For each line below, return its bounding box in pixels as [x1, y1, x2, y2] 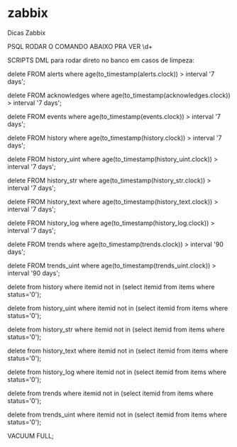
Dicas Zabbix [7, 28, 46, 37]
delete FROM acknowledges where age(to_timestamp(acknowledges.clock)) [7, 91, 231, 99]
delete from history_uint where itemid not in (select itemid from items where [7, 304, 228, 312]
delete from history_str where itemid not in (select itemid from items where [7, 325, 225, 333]
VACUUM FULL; [7, 431, 55, 440]
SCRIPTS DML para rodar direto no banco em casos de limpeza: [7, 55, 195, 65]
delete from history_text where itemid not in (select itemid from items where [7, 346, 228, 355]
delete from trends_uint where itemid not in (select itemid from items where [7, 410, 227, 419]
